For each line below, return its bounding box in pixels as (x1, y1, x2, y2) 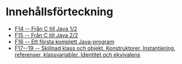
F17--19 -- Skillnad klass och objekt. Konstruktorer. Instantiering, (14, 44, 176, 52)
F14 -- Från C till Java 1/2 (14, 25, 78, 32)
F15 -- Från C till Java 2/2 (14, 31, 78, 38)
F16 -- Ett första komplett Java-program (14, 38, 115, 45)
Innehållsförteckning (5, 5, 113, 19)
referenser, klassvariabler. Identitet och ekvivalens (14, 51, 141, 58)
